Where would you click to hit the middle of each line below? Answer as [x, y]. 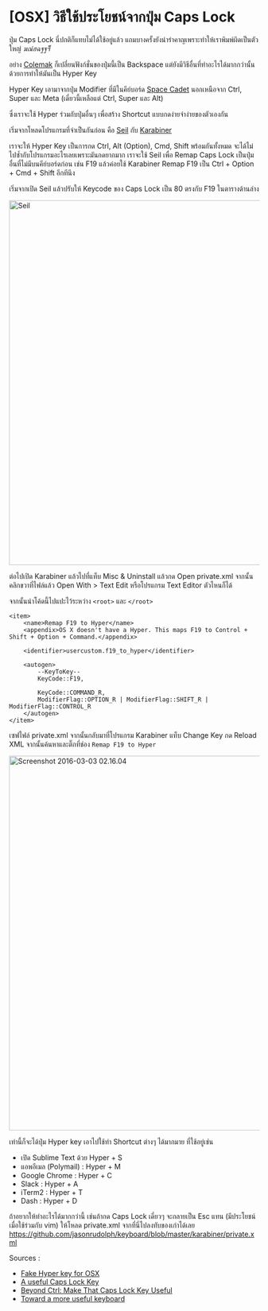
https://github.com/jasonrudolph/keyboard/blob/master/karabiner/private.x [132, 1234]
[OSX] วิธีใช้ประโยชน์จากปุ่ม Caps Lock [122, 17]
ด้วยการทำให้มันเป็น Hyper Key [53, 73]
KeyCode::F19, [61, 679]
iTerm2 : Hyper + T [52, 1192]
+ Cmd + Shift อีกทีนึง [42, 173]
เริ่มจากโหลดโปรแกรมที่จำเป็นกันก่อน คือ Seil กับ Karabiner [91, 130]
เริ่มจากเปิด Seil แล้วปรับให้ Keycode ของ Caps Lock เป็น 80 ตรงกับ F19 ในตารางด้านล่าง [134, 188]
